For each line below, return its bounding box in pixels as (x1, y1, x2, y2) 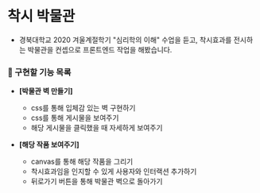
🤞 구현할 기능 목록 (7, 67, 72, 78)
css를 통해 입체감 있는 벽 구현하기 (30, 103, 136, 113)
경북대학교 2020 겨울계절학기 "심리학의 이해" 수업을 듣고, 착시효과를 (18, 35, 232, 44)
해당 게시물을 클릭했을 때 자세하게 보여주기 (30, 123, 164, 133)
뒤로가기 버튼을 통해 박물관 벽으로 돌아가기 (30, 176, 164, 187)
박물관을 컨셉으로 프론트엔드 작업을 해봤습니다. (27, 44, 173, 54)
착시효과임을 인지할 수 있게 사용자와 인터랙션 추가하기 (30, 167, 197, 176)
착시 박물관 (7, 7, 76, 25)
